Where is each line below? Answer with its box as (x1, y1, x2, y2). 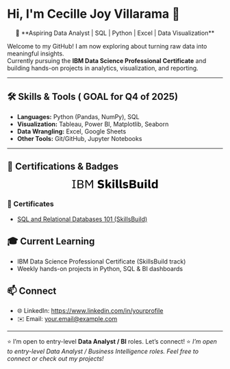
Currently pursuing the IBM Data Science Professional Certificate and (7, 56, 207, 64)
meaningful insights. (7, 49, 64, 58)
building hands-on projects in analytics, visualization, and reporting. (7, 64, 199, 72)
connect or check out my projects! (7, 355, 104, 363)
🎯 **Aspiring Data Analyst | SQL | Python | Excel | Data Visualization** (15, 29, 215, 37)
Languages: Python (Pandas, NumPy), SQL (16, 112, 140, 120)
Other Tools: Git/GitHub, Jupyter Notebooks (16, 134, 142, 142)
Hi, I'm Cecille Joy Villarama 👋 (7, 6, 180, 22)
